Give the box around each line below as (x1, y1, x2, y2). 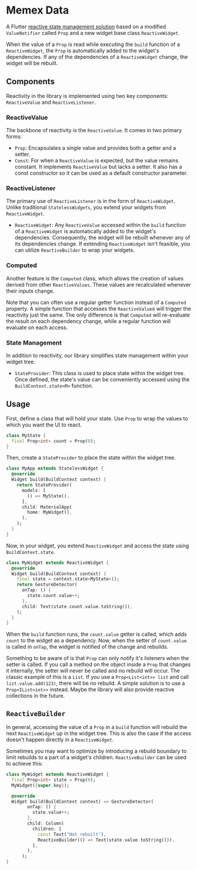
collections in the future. (6, 692, 65, 700)
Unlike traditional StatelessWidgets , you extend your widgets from (6, 204, 166, 211)
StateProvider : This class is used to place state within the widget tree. (14, 369, 185, 376)
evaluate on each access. (6, 324, 68, 331)
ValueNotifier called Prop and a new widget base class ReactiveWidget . (6, 29, 181, 36)
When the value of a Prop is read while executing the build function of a (6, 41, 181, 48)
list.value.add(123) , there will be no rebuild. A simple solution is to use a (6, 679, 185, 687)
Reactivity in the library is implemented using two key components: (6, 92, 169, 99)
